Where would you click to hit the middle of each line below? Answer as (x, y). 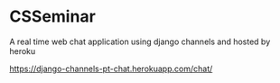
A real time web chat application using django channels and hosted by (140, 41)
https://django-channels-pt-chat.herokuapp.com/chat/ (111, 69)
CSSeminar (53, 17)
